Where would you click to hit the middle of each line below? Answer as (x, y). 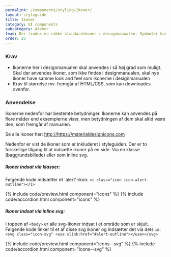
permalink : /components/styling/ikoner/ (49, 10)
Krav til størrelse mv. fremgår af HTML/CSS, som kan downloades (82, 84)
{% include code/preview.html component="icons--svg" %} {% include (80, 244)
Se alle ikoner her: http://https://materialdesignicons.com (65, 134)
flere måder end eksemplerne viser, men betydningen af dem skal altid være (85, 119)
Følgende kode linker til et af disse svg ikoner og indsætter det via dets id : (83, 229)
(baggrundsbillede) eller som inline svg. (47, 155)
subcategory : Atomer (27, 29)
